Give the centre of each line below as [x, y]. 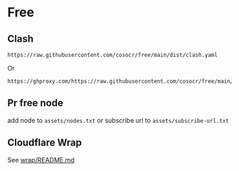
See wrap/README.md [41, 160]
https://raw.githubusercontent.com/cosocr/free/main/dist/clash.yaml [113, 55]
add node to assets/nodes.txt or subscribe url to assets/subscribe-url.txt [118, 120]
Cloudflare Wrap [44, 143]
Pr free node [36, 103]
